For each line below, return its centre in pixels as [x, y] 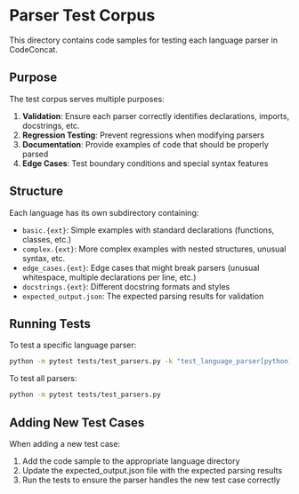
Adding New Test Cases [77, 422]
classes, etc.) [47, 239]
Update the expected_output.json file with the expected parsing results [152, 470]
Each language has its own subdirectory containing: [104, 212]
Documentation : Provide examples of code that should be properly [145, 144]
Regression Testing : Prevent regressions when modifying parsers [143, 135]
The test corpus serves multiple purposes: [87, 99]
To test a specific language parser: [73, 345]
